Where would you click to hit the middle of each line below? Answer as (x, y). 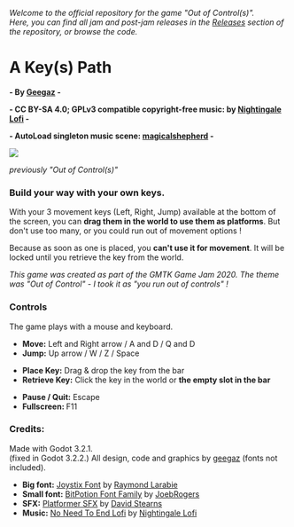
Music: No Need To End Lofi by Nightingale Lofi (109, 513)
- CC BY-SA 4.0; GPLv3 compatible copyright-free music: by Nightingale (145, 109)
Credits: (27, 429)
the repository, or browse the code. (73, 31)
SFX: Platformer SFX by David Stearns (92, 503)
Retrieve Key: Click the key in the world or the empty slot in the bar (146, 380)
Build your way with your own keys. (87, 193)
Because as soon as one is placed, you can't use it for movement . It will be (147, 248)
